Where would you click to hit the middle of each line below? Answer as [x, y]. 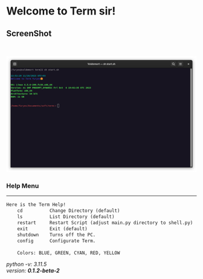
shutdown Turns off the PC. [56, 235]
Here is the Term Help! [36, 205]
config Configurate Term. [56, 241]
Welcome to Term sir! [61, 11]
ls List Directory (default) [66, 217]
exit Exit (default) [52, 229]
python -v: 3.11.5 [27, 265]
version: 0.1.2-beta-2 [33, 271]
